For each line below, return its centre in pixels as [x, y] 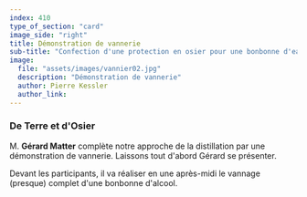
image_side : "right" [49, 35]
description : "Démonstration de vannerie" [100, 78]
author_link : [42, 94]
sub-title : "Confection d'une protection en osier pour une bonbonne [145, 52]
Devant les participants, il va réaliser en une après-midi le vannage [135, 173]
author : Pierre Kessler [63, 86]
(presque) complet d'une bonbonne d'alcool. [94, 182]
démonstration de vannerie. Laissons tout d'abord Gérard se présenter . [143, 155]
